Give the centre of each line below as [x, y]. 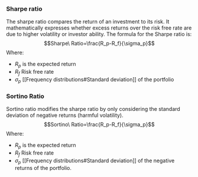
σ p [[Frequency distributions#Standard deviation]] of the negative [95, 161]
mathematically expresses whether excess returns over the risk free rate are [99, 28]
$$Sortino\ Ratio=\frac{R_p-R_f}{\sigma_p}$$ [99, 124]
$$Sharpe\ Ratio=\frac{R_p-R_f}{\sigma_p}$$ [99, 44]
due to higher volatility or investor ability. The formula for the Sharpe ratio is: [99, 34]
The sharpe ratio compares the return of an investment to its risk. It [88, 22]
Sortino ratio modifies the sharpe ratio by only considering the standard [93, 109]
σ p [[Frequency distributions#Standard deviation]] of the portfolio [94, 80]
